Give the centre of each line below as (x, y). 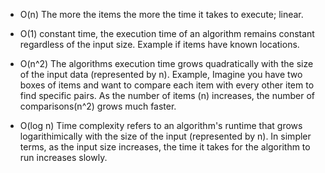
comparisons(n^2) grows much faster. (98, 106)
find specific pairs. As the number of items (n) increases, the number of (167, 95)
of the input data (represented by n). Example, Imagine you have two (161, 74)
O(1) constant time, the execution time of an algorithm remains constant (167, 33)
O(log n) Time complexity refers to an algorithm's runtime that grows (161, 125)
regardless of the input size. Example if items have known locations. (159, 44)
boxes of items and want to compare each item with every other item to (167, 85)
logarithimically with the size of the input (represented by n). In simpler (165, 136)
